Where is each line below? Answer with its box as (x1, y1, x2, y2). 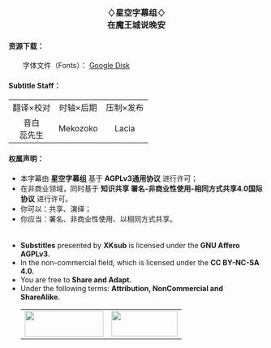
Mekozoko (58, 123, 99, 135)
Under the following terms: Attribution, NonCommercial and (19, 283, 224, 293)
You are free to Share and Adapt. (19, 274, 132, 285)
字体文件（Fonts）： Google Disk (22, 61, 131, 71)
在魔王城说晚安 (106, 19, 166, 30)
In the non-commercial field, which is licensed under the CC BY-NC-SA (19, 257, 260, 267)
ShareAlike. (19, 292, 61, 302)
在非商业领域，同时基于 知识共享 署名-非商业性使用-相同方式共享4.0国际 (19, 183, 263, 193)
